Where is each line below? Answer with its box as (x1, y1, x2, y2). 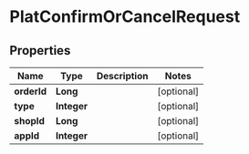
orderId (14, 85, 47, 98)
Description (96, 70, 149, 82)
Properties (9, 43, 71, 58)
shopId (14, 115, 46, 127)
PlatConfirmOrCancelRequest (9, 6, 241, 27)
